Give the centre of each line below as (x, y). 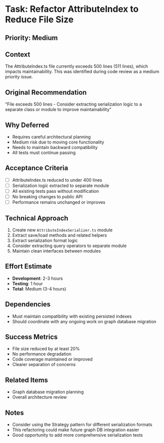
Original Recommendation (46, 92)
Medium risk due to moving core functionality (58, 142)
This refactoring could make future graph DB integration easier (76, 430)
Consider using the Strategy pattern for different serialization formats (82, 425)
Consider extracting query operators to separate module (69, 246)
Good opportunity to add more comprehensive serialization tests (78, 435)
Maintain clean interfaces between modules (56, 251)
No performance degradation (42, 354)
